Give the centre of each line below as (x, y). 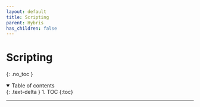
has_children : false (32, 28)
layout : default (26, 12)
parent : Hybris (25, 23)
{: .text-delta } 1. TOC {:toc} (40, 92)
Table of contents (33, 86)
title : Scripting (28, 17)
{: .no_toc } (20, 74)
